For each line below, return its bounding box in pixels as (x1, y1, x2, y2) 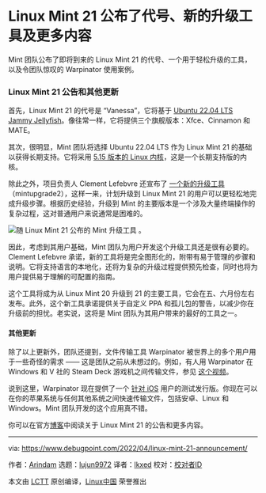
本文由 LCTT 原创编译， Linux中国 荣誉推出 (8, 476, 147, 487)
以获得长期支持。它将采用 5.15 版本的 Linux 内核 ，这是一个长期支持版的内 (8, 152, 248, 162)
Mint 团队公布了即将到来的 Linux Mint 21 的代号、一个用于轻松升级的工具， (8, 55, 252, 64)
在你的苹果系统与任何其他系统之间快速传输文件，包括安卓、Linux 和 (8, 393, 230, 404)
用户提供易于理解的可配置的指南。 (8, 272, 120, 282)
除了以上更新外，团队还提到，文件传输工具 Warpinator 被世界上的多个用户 (8, 347, 249, 357)
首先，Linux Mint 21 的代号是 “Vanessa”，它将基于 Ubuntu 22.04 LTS (8, 106, 234, 116)
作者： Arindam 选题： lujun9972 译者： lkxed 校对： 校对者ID (8, 460, 203, 469)
